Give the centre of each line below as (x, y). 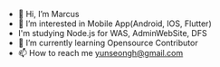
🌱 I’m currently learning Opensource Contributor (108, 43)
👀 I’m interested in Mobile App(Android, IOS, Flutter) (115, 24)
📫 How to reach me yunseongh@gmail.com (100, 53)
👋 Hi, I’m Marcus (48, 14)
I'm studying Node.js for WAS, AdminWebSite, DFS (112, 33)
